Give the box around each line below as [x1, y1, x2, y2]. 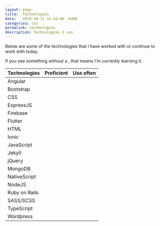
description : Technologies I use [5, 30, 73, 35]
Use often [72, 69, 96, 76]
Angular [7, 78, 26, 85]
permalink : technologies [5, 25, 56, 30]
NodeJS [7, 181, 26, 188]
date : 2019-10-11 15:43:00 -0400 [5, 16, 78, 21]
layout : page [5, 7, 32, 12]
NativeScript [7, 173, 36, 180]
